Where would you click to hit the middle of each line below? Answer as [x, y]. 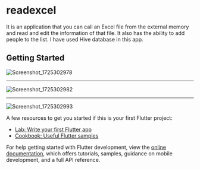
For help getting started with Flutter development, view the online [86, 147]
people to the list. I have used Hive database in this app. [75, 39]
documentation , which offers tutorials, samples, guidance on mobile [89, 153]
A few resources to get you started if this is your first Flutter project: [89, 118]
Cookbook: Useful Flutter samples [57, 135]
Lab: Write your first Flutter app [53, 129]
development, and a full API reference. [53, 160]
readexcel [31, 10]
